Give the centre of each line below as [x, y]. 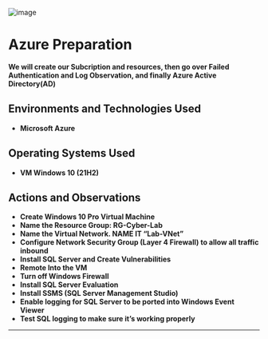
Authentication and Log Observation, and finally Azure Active [112, 75]
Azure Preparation [70, 45]
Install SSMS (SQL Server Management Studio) [99, 293]
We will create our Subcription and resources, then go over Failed [119, 66]
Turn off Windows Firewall [64, 277]
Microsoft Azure [47, 128]
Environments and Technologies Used [105, 109]
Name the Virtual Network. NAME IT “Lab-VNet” [102, 234]
